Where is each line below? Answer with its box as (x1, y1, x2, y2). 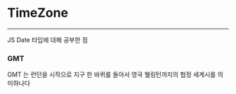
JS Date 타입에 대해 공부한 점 (7, 35, 88, 43)
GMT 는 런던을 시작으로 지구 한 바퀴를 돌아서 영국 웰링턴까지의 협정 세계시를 (7, 70, 216, 79)
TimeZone (7, 5, 69, 21)
